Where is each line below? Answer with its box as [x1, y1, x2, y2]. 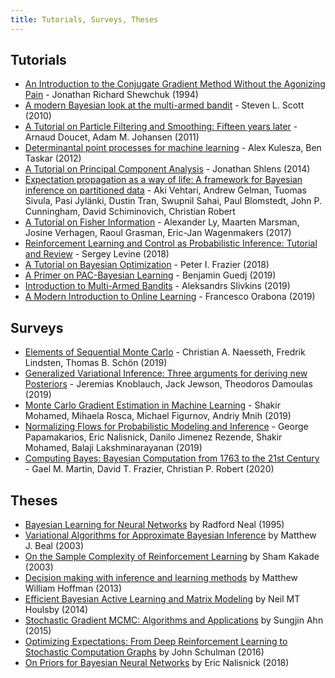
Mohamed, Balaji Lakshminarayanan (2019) [24, 442, 203, 454]
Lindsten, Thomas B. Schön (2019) [24, 357, 168, 369]
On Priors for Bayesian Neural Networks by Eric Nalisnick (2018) [24, 657, 290, 669]
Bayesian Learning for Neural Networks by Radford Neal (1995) [24, 519, 285, 531]
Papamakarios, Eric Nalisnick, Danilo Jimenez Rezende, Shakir [24, 431, 283, 443]
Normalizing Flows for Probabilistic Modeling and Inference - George [24, 421, 309, 433]
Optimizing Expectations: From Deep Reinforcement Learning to [24, 636, 288, 648]
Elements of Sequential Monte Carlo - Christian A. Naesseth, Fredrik [24, 346, 306, 358]
